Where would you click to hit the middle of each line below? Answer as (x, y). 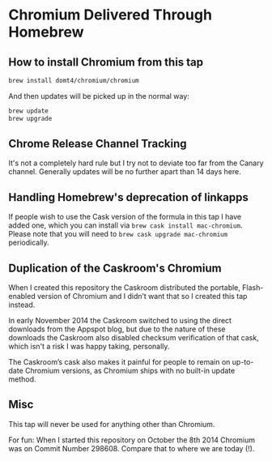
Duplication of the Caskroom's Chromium (115, 268)
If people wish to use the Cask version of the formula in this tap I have (125, 217)
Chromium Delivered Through (110, 15)
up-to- (243, 362)
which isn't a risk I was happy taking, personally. (89, 347)
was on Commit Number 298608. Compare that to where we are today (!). (132, 448)
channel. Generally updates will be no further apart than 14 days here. (125, 172)
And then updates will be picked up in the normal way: (99, 96)
